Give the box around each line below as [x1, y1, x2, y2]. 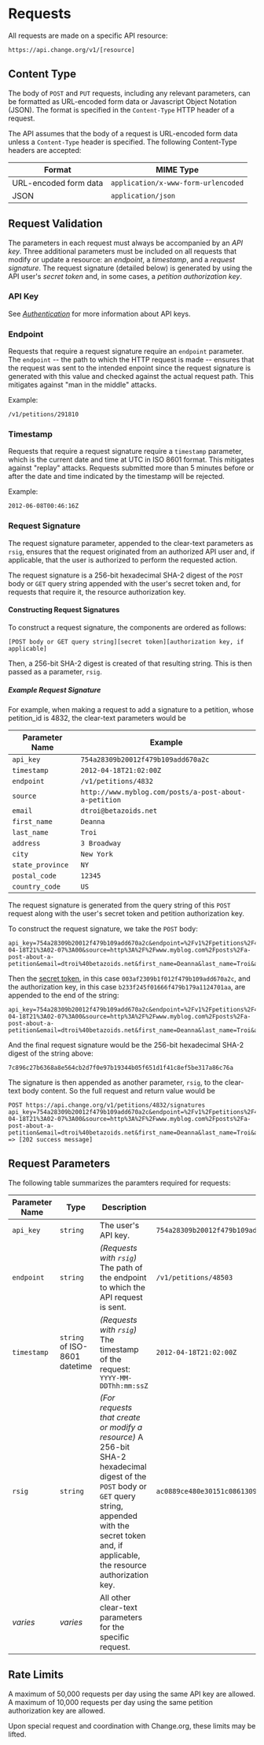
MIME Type [156, 164, 199, 175]
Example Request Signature [8, 685, 101, 694]
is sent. [99, 1301, 126, 1312]
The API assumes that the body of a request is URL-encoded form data [8, 128, 238, 138]
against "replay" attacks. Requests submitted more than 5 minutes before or [8, 463, 255, 473]
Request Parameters [8, 1157, 111, 1171]
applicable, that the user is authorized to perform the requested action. [8, 555, 238, 564]
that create [99, 1412, 141, 1423]
